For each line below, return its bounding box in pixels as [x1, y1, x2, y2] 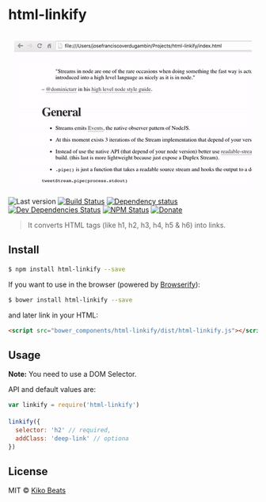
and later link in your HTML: [8, 310, 99, 320]
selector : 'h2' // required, [15, 426, 112, 434]
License [8, 465, 48, 478]
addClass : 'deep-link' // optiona [15, 434, 129, 443]
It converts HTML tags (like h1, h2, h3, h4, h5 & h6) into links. [27, 220, 226, 230]
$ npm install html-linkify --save [8, 265, 126, 273]
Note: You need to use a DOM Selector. [8, 370, 137, 379]
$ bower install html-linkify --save [8, 295, 133, 304]
